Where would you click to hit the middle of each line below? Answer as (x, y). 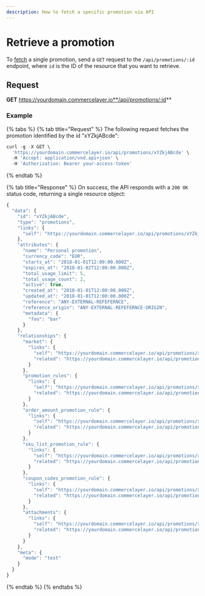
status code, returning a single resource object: (66, 194)
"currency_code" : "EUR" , (54, 257)
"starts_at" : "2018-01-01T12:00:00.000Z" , (77, 262)
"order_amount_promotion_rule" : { (67, 410)
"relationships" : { (42, 336)
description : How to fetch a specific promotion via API (80, 12)
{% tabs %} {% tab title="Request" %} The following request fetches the (98, 129)
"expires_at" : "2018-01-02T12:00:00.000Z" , (79, 268)
